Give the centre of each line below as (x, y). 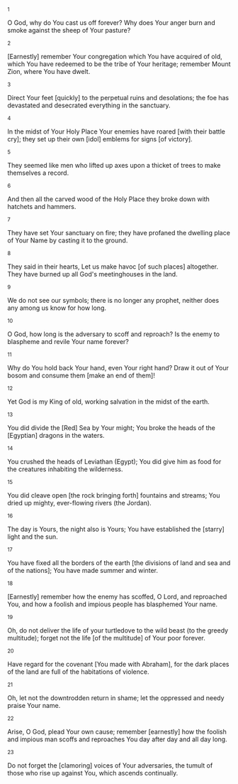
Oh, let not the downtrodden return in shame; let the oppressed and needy (116, 698)
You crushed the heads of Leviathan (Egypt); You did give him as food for (114, 462)
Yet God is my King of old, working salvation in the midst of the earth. (109, 402)
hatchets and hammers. (42, 206)
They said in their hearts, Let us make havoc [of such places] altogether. (113, 267)
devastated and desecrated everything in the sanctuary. (89, 105)
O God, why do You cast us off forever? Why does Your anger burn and (111, 23)
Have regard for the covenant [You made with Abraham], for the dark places (118, 664)
